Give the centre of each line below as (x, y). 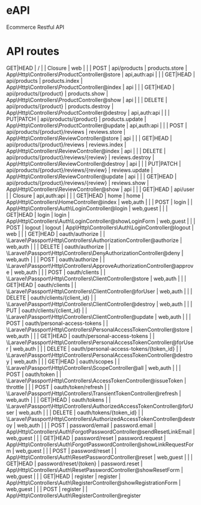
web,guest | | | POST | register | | (47, 489)
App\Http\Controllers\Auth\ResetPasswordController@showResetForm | (94, 470)
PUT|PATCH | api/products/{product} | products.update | (76, 119)
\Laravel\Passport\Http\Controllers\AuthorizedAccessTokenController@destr (101, 419)
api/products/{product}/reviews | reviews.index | (66, 144)
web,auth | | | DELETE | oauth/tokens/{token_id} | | (81, 413)
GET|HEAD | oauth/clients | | (41, 285)
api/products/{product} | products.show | (57, 93)
